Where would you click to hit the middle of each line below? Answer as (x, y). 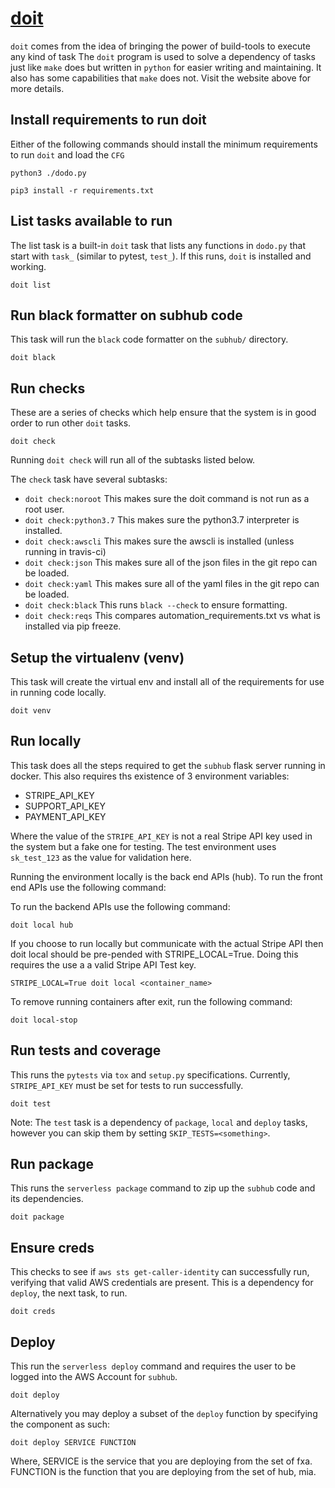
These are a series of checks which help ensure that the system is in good (163, 413)
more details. (37, 88)
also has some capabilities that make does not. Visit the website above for (161, 78)
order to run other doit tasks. (71, 423)
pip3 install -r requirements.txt (82, 190)
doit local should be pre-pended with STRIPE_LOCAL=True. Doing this (154, 954)
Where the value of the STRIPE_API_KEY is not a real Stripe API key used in (161, 836)
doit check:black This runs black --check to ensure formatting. (156, 605)
